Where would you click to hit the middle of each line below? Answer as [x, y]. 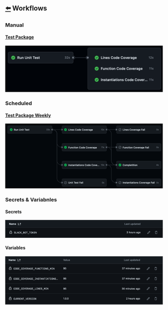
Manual [14, 25]
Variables [15, 247]
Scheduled [19, 103]
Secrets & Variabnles [31, 200]
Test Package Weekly [28, 115]
